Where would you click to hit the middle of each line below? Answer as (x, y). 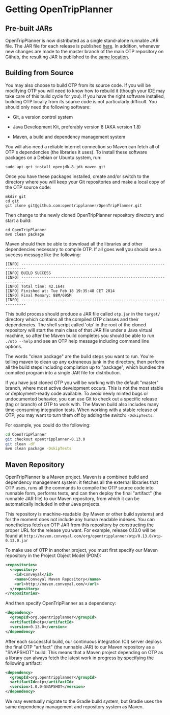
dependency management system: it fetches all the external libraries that (82, 482)
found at (14, 536)
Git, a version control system (42, 117)
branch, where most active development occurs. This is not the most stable (84, 388)
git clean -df (20, 444)
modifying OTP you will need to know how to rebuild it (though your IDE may (85, 91)
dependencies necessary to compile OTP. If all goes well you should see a (83, 249)
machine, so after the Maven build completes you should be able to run (80, 336)
